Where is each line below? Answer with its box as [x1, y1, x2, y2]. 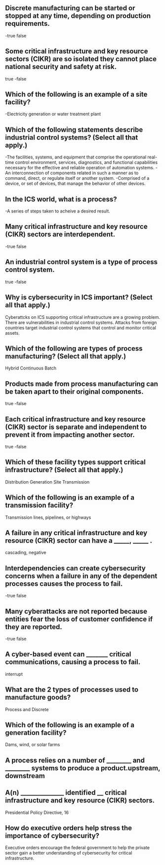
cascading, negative [5, 550, 46, 556]
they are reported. [5, 623, 63, 631]
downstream [5, 772, 45, 780]
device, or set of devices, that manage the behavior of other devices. [5, 181, 146, 187]
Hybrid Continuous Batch [5, 365, 57, 371]
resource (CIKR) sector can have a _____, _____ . [5, 536, 152, 545]
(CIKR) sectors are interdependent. [5, 230, 116, 239]
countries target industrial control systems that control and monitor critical [5, 325, 157, 331]
